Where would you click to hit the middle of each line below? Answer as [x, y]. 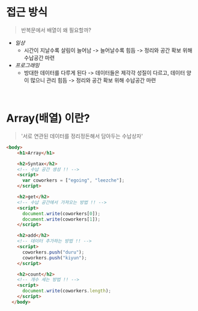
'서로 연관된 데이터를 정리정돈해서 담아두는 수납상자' [82, 136]
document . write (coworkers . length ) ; [67, 291]
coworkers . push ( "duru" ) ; [53, 252]
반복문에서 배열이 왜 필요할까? [56, 30]
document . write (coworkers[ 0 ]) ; [61, 213]
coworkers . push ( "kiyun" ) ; [54, 258]
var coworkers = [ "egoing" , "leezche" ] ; [73, 180]
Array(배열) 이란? [48, 118]
